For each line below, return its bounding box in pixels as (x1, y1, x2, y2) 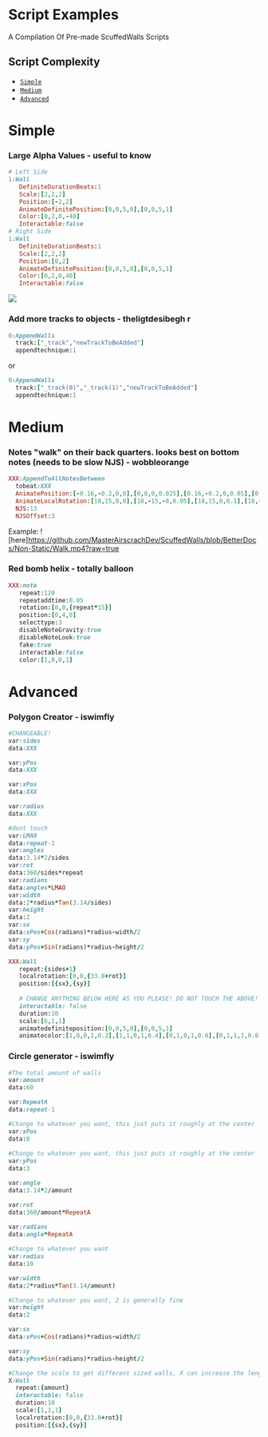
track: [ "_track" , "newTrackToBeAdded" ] (15, 339, 145, 347)
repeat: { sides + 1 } (18, 965, 77, 973)
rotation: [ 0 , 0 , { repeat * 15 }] (18, 603, 112, 612)
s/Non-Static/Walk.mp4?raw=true (8, 543, 120, 553)
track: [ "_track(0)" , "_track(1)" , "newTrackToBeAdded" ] (15, 384, 198, 392)
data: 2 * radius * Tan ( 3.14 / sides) (8, 898, 112, 906)
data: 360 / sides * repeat (8, 869, 84, 877)
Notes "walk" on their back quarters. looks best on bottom (8, 446, 239, 457)
